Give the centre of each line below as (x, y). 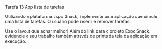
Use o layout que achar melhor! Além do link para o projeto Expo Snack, (78, 31)
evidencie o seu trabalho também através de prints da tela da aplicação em (81, 36)
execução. (16, 41)
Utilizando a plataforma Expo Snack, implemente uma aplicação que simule (81, 16)
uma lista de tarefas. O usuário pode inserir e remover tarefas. (68, 22)
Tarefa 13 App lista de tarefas (35, 7)
